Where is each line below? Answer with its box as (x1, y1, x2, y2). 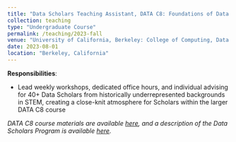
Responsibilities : (7, 69, 58, 78)
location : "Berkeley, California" (7, 50, 110, 57)
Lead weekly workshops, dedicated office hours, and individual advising (17, 83, 228, 91)
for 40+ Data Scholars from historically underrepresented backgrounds (17, 90, 225, 99)
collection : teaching (7, 17, 71, 24)
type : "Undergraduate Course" (7, 23, 97, 30)
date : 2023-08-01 (7, 43, 59, 50)
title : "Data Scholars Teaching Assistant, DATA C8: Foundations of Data (7, 10, 230, 18)
